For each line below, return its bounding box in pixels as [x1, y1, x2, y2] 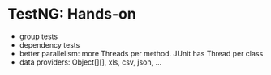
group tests [19, 31, 58, 41]
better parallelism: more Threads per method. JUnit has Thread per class [19, 48, 264, 58]
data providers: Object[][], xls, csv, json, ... [19, 57, 162, 67]
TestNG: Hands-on [7, 5, 137, 23]
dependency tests [19, 40, 80, 49]
